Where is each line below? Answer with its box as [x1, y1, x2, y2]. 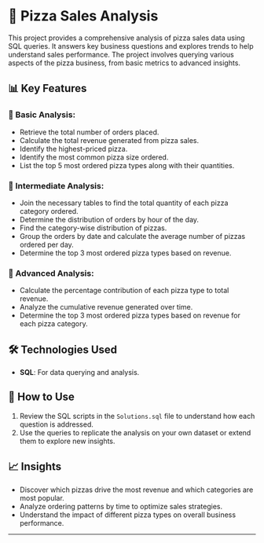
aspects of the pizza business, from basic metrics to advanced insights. [8, 58, 241, 68]
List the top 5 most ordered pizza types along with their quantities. [19, 160, 235, 170]
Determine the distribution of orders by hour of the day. [19, 215, 199, 224]
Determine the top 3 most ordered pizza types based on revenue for [19, 310, 241, 321]
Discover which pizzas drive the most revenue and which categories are [19, 485, 254, 494]
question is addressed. [19, 420, 94, 429]
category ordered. [19, 206, 79, 215]
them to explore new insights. [19, 436, 115, 446]
